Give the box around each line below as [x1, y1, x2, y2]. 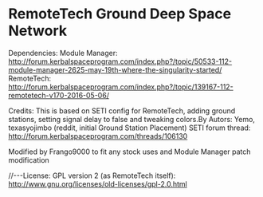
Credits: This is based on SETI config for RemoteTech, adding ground [8, 105, 236, 116]
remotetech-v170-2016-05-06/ [8, 90, 110, 100]
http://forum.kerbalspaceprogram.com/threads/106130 [8, 131, 188, 140]
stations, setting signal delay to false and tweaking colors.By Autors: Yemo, [8, 114, 255, 124]
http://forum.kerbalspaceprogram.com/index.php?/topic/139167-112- [8, 81, 234, 92]
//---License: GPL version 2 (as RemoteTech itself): [8, 171, 176, 180]
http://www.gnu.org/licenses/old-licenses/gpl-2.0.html [8, 179, 187, 188]
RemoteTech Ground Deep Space [8, 5, 232, 23]
